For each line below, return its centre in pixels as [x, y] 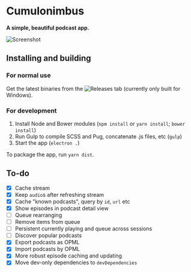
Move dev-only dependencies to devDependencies [76, 262]
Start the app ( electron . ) [47, 143]
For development [32, 111]
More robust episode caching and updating [68, 256]
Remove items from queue [47, 222]
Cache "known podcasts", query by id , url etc [72, 201]
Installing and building [49, 58]
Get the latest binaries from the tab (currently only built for [93, 88]
